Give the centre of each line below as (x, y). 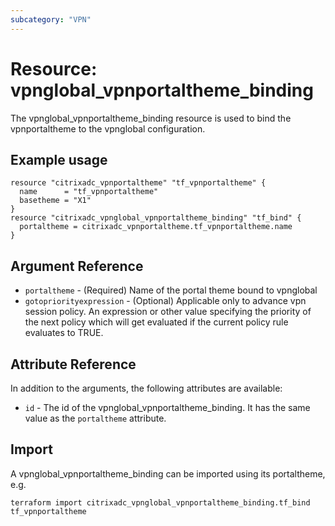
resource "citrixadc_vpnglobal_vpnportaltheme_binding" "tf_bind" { (156, 218)
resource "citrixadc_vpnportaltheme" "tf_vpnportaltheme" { (138, 183)
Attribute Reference (73, 364)
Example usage (59, 159)
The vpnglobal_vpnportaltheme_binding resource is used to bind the (151, 118)
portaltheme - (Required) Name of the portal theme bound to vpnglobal (171, 290)
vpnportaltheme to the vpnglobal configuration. (108, 128)
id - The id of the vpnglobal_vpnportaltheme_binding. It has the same (167, 407)
